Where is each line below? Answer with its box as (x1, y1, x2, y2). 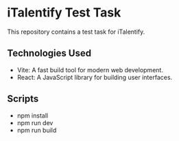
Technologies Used (7, 47, 91, 59)
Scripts (7, 93, 39, 105)
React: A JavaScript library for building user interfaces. (16, 73, 173, 81)
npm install (16, 111, 49, 120)
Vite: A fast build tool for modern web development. (16, 65, 163, 74)
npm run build (16, 126, 57, 134)
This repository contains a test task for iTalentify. (7, 28, 145, 36)
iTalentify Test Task (7, 5, 121, 21)
